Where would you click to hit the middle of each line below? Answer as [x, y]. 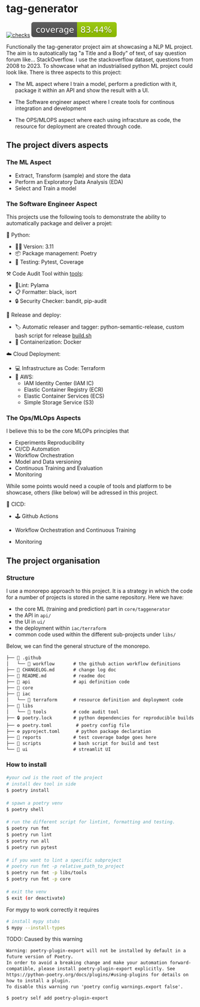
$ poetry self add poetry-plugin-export [57, 998]
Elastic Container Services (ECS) [64, 396]
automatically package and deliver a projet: [59, 223]
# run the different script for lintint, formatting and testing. [91, 822]
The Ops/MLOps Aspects [44, 418]
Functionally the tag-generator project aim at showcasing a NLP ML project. [100, 46]
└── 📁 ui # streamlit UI [59, 749]
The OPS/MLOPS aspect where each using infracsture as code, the [98, 120]
